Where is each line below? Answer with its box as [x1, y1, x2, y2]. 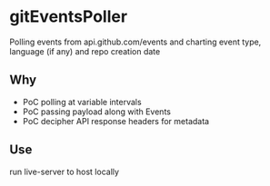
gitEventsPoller [9, 6, 128, 27]
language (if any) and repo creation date [9, 45, 161, 56]
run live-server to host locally [9, 166, 120, 177]
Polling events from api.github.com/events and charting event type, [9, 36, 262, 47]
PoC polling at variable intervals [22, 96, 143, 107]
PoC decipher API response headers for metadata [22, 115, 210, 126]
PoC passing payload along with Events [22, 106, 171, 117]
